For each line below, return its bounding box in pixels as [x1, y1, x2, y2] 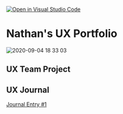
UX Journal [6, 84, 49, 95]
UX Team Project [6, 64, 71, 75]
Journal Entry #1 [6, 101, 47, 108]
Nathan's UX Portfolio [6, 27, 118, 40]
